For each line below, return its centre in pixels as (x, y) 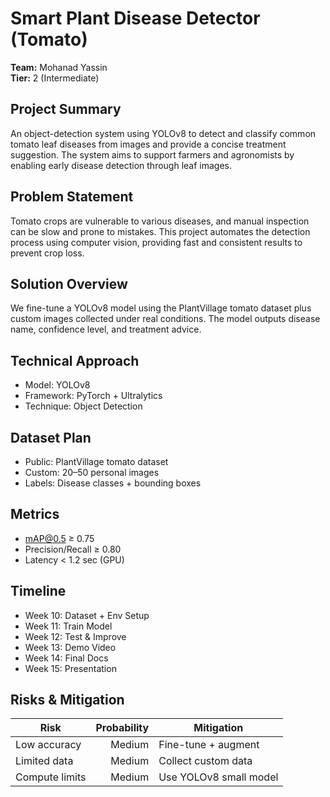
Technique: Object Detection (83, 406)
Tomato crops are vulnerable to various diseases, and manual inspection (160, 221)
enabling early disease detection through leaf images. (121, 165)
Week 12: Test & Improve (75, 636)
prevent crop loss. (47, 253)
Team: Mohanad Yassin (59, 67)
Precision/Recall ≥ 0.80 (73, 549)
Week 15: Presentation (70, 668)
